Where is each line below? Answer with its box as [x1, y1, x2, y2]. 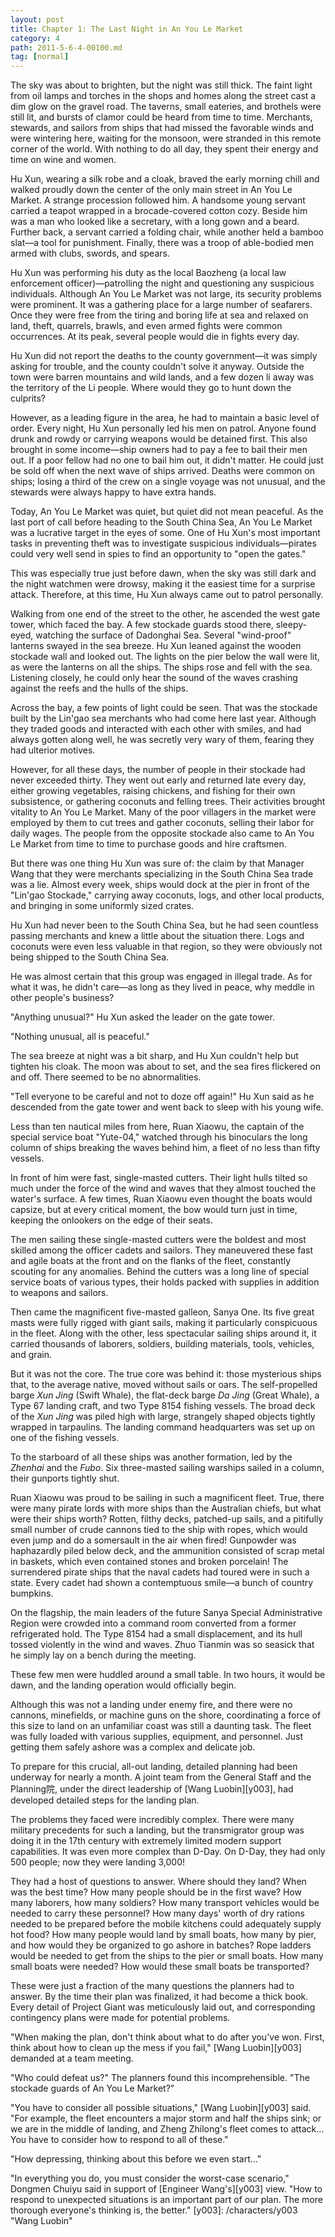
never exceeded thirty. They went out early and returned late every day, [10, 774, 307, 786]
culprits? [10, 392, 47, 405]
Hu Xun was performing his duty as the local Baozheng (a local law [10, 267, 287, 279]
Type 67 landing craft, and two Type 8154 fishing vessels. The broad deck [10, 1400, 316, 1412]
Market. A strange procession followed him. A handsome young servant [10, 194, 306, 206]
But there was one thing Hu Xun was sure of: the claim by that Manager [10, 857, 305, 870]
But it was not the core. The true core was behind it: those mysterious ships [10, 1368, 322, 1380]
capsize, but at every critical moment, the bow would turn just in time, [10, 1204, 298, 1216]
